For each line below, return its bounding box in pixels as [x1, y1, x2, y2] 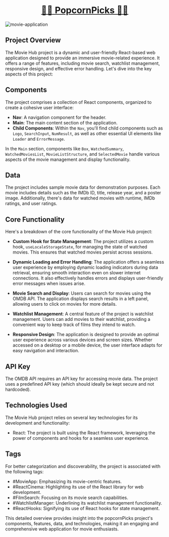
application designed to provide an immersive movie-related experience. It [5, 55, 160, 61]
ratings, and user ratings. [5, 200, 58, 206]
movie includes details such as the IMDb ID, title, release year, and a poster [5, 190, 161, 196]
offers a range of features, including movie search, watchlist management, [5, 60, 160, 66]
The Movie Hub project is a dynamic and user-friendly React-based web [5, 49, 155, 55]
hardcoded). [5, 387, 31, 392]
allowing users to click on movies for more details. [12, 301, 117, 307]
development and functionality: [5, 420, 70, 426]
